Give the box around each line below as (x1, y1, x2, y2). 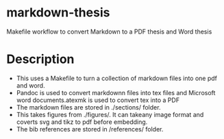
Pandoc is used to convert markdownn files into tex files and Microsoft (16, 88, 216, 97)
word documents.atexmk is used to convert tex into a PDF (16, 96, 179, 104)
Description (6, 51, 75, 67)
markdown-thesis (6, 5, 110, 21)
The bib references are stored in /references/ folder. (16, 125, 164, 133)
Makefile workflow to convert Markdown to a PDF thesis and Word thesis (6, 27, 212, 36)
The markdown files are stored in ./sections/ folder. (16, 103, 161, 111)
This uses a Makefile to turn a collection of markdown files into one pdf (16, 74, 217, 82)
